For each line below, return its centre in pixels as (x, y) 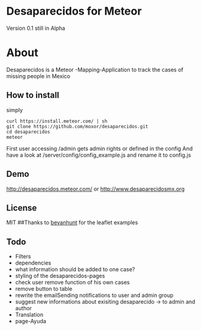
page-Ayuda (31, 321)
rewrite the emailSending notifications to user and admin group (94, 295)
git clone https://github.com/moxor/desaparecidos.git (77, 126)
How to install (33, 95)
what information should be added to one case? (75, 269)
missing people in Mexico (38, 76)
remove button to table (44, 289)
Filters (23, 257)
